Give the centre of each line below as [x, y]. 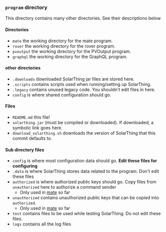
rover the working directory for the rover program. [64, 46]
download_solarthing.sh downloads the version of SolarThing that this [84, 133]
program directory [26, 7]
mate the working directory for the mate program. [62, 41]
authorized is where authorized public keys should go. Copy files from [84, 182]
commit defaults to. [32, 138]
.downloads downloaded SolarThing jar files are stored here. [73, 79]
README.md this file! [31, 117]
